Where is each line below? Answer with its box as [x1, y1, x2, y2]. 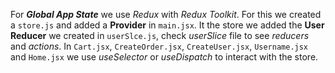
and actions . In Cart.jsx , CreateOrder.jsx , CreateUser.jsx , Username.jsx [10, 40, 309, 52]
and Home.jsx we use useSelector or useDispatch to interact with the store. [10, 51, 319, 63]
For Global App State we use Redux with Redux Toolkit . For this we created [10, 9, 322, 20]
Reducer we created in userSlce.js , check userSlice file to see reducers [10, 30, 310, 41]
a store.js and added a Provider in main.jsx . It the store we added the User [10, 19, 325, 31]
